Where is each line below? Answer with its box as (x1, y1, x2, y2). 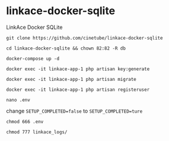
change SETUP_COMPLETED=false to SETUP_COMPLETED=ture (6, 107, 143, 114)
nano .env (6, 97, 31, 103)
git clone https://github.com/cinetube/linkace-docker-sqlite (6, 35, 163, 41)
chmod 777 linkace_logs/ (6, 129, 68, 135)
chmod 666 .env (6, 119, 44, 124)
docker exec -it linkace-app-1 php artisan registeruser (6, 87, 150, 93)
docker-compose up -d (6, 55, 60, 61)
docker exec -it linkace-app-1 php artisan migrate (6, 76, 136, 82)
